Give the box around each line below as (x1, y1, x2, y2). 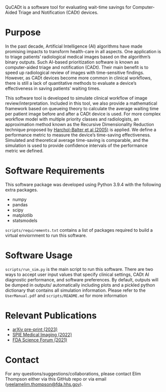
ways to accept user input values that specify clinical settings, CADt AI (5, 271, 150, 277)
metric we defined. (5, 147, 44, 153)
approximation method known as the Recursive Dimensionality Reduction (5, 121, 155, 127)
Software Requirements (5, 165, 105, 177)
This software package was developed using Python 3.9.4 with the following (5, 181, 161, 188)
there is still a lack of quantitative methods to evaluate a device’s (5, 80, 137, 86)
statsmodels (12, 217, 38, 223)
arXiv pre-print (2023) (12, 326, 58, 332)
